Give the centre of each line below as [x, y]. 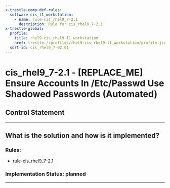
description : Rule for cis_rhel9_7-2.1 [60, 24]
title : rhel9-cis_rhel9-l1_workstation [56, 38]
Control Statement [35, 112]
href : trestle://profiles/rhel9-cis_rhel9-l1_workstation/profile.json [91, 43]
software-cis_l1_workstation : [41, 15]
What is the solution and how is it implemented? [82, 136]
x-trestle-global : [25, 29]
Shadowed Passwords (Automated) [81, 94]
